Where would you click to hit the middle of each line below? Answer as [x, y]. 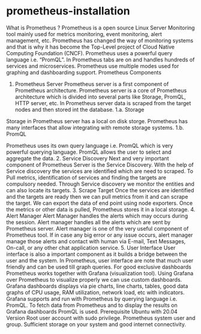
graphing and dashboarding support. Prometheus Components [84, 72]
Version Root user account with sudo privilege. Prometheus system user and [101, 318]
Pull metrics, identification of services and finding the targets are [86, 177]
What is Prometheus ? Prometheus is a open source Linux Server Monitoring [100, 28]
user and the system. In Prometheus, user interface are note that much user [100, 260]
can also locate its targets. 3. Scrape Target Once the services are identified [100, 190]
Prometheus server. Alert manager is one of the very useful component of [97, 228]
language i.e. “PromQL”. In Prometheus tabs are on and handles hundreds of [100, 59]
